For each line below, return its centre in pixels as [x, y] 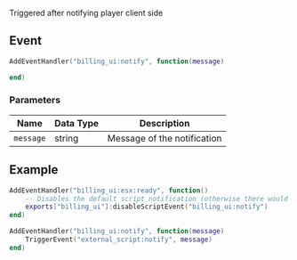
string [67, 138]
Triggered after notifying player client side [86, 13]
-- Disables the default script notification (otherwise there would [157, 199]
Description [165, 123]
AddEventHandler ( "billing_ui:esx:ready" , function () [109, 191]
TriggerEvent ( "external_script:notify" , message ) [119, 240]
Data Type [77, 123]
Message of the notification [165, 138]
